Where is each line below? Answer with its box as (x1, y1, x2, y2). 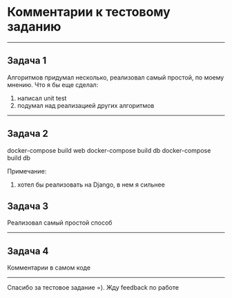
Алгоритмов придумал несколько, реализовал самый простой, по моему (7, 73, 224, 82)
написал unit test (17, 94, 67, 102)
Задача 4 (7, 245, 49, 257)
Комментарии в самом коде (7, 263, 91, 272)
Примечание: (7, 167, 47, 175)
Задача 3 (7, 200, 49, 212)
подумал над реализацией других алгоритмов (17, 101, 155, 109)
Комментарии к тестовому (7, 4, 171, 20)
